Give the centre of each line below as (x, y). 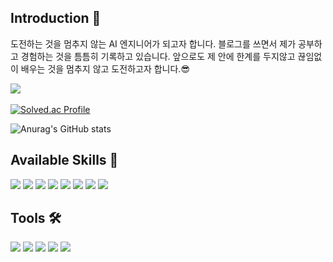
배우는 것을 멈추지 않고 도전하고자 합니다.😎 (105, 68)
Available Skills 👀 (64, 160)
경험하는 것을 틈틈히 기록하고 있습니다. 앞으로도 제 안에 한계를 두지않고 (158, 56)
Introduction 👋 (56, 18)
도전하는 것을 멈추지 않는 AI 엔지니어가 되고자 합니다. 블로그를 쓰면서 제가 (153, 43)
